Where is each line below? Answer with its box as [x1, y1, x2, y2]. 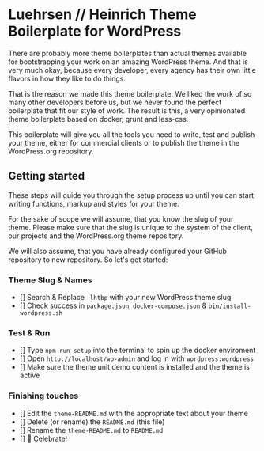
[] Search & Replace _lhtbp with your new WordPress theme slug [19, 293, 232, 302]
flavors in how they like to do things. [8, 74, 126, 83]
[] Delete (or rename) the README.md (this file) [19, 417, 165, 426]
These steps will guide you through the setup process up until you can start [8, 190, 255, 199]
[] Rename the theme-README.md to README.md [19, 425, 164, 434]
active [19, 370, 40, 381]
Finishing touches [8, 390, 79, 401]
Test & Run [8, 327, 51, 338]
